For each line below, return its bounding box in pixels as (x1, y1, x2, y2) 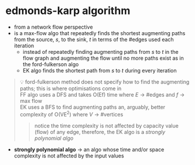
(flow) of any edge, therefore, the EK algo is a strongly (34, 128, 166, 135)
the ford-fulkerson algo (22, 60, 79, 68)
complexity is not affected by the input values (13, 152, 124, 159)
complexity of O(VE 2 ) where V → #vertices (19, 109, 124, 118)
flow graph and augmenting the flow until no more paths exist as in (22, 54, 184, 61)
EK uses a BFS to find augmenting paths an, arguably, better (19, 104, 166, 111)
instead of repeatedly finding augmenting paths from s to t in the (22, 48, 179, 55)
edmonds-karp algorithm (5, 4, 131, 18)
